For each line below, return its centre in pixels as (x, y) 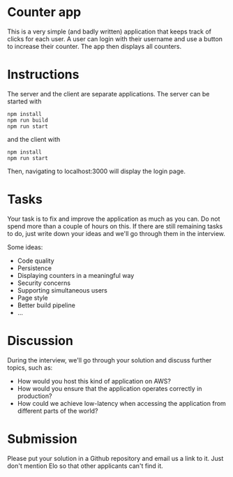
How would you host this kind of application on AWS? (94, 381)
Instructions (43, 75)
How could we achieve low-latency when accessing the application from (122, 403)
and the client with (34, 139)
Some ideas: (25, 247)
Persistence (35, 268)
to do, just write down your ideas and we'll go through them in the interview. (116, 233)
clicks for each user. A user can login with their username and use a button (115, 38)
